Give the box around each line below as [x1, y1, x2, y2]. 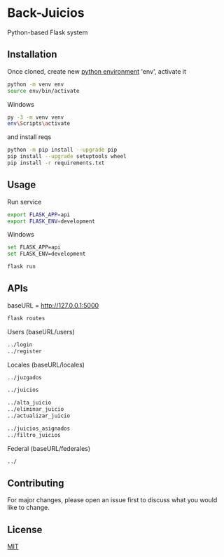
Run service [7, 197, 42, 206]
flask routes [7, 315, 45, 322]
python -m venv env [7, 81, 64, 88]
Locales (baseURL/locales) [7, 360, 85, 369]
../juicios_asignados [7, 425, 71, 432]
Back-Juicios [7, 5, 85, 21]
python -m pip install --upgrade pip [7, 146, 118, 154]
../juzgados [7, 374, 42, 381]
